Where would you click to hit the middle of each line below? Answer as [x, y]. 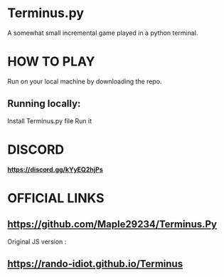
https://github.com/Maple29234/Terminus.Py [112, 225]
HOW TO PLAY [51, 62]
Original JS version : [37, 241]
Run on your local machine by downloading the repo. [85, 81]
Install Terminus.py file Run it [50, 121]
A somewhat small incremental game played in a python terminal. [103, 33]
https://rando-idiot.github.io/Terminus [95, 264]
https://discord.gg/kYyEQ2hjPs [55, 169]
